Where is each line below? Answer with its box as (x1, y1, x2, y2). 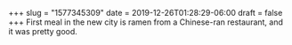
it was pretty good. (8, 26, 77, 36)
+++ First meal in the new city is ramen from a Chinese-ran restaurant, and (8, 17, 284, 27)
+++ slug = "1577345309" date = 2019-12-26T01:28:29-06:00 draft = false (8, 8, 283, 18)
